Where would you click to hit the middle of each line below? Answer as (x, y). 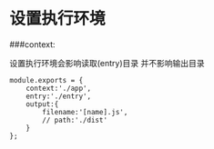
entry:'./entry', (59, 96)
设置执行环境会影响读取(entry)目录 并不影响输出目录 (107, 63)
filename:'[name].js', (85, 112)
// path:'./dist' (75, 120)
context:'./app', (59, 88)
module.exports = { (46, 80)
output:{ (42, 104)
